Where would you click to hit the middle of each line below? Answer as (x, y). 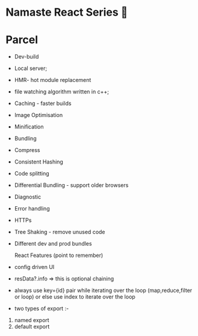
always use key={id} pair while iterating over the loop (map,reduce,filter (103, 290)
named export (32, 320)
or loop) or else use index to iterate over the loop (75, 297)
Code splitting (32, 174)
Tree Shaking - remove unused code (60, 232)
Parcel (22, 40)
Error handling (32, 209)
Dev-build (26, 57)
